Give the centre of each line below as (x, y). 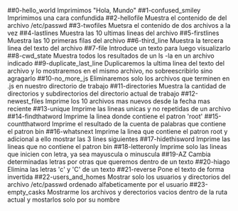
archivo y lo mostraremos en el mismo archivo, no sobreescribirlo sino (110, 71)
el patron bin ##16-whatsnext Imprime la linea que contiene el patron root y (118, 132)
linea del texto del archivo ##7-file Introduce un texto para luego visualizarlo (119, 48)
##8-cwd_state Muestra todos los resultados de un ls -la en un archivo (111, 56)
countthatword (29, 124)
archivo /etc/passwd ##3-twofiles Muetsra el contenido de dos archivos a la (119, 25)
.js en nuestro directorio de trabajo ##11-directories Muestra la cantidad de (117, 86)
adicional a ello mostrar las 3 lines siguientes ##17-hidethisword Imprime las (119, 139)
